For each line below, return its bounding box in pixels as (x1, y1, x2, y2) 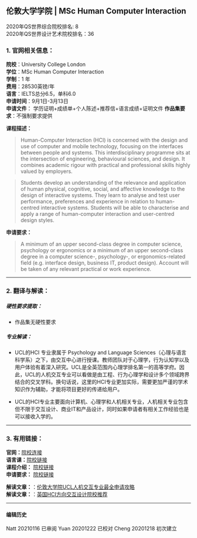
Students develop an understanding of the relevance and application (20, 179, 186, 186)
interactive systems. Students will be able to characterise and (40, 204, 189, 211)
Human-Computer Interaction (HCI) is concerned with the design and (20, 136, 188, 143)
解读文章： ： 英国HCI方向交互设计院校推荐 (6, 491, 108, 498)
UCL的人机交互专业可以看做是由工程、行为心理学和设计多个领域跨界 (25, 370, 190, 378)
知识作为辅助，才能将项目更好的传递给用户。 (14, 385, 123, 393)
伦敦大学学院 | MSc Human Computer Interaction (6, 6, 186, 16)
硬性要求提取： (6, 302, 42, 309)
